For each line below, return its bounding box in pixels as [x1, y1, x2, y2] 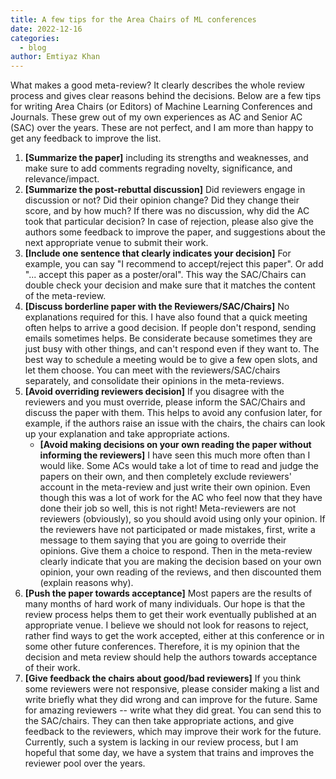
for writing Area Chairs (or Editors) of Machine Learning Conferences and [10, 101, 313, 113]
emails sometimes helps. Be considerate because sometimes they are [24, 332, 313, 345]
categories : [10, 33, 60, 43]
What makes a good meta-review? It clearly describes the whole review [10, 79, 306, 91]
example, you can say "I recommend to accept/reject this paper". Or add [24, 258, 324, 270]
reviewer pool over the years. [24, 757, 146, 770]
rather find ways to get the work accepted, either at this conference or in [24, 630, 325, 642]
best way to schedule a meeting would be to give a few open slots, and [24, 354, 318, 366]
